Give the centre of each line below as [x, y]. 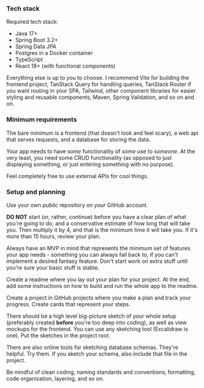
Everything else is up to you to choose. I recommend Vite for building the [98, 78]
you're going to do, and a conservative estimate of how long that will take [98, 223]
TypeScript [29, 60]
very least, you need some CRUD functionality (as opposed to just [89, 157]
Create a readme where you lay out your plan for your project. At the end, [98, 279]
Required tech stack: [32, 22]
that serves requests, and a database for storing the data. [79, 139]
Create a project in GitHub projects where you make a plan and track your [99, 298]
